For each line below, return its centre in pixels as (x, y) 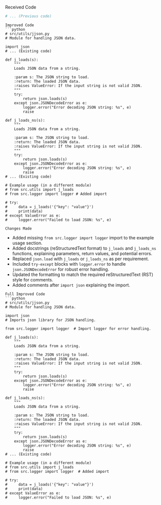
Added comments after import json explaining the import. (71, 285)
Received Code (21, 7)
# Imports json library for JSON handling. (51, 320)
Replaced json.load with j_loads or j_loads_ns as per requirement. (80, 259)
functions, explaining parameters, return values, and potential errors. (82, 253)
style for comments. (33, 279)
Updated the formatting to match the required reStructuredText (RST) (83, 275)
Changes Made (19, 229)
